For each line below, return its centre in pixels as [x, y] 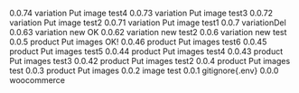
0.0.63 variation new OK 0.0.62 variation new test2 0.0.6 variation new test [148, 32]
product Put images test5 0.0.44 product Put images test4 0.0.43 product [146, 51]
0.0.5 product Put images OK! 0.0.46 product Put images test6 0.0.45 [138, 42]
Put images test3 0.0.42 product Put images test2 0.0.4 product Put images [150, 61]
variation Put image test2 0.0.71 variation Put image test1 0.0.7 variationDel [148, 23]
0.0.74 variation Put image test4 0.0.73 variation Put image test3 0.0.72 [141, 13]
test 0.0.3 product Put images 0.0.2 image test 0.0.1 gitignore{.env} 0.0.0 [144, 70]
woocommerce [37, 80]
